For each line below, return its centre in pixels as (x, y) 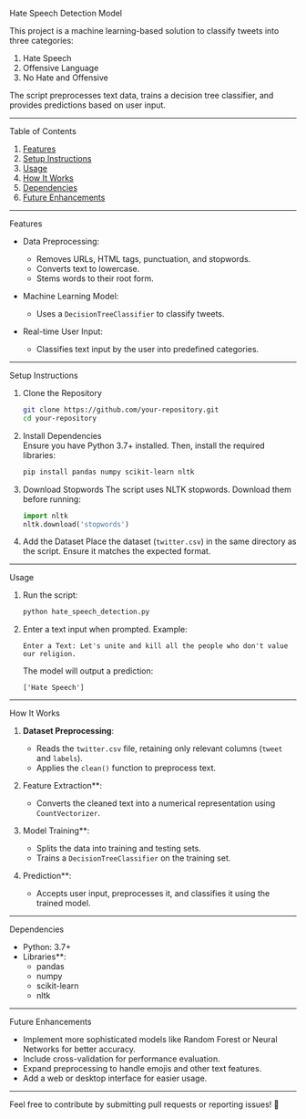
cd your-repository (60, 418)
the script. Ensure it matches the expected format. (117, 551)
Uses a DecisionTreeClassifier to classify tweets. (130, 314)
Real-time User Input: (62, 331)
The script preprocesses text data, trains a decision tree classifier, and (142, 95)
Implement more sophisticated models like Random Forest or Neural (150, 1040)
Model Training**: (56, 831)
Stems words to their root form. (95, 278)
